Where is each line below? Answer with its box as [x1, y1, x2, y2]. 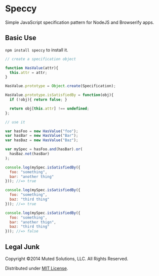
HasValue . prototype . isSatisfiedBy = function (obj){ [5, 93, 114, 98]
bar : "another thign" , [9, 220, 56, 224]
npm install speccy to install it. [5, 47, 68, 53]
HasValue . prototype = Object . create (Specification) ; [5, 84, 116, 89]
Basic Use [5, 34, 37, 42]
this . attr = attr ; [9, 70, 48, 75]
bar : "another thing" [9, 174, 54, 179]
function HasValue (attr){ [5, 65, 58, 70]
